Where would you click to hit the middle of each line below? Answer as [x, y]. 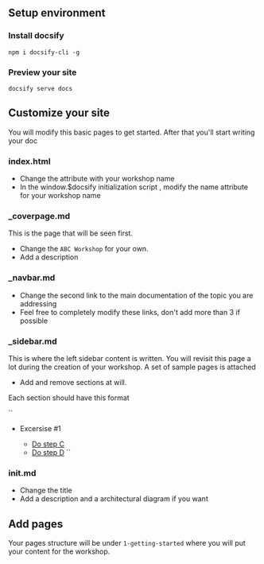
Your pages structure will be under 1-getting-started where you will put [127, 543]
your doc [23, 140]
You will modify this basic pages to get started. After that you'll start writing [132, 132]
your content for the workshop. [59, 551]
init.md [22, 473]
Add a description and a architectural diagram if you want [114, 499]
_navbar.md [32, 278]
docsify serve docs [41, 88]
